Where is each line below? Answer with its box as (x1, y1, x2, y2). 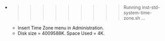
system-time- (123, 10, 152, 16)
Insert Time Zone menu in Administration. (17, 25, 104, 31)
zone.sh (123, 15, 141, 21)
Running (123, 5, 141, 10)
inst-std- (141, 5, 160, 10)
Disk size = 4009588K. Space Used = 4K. (17, 30, 105, 36)
